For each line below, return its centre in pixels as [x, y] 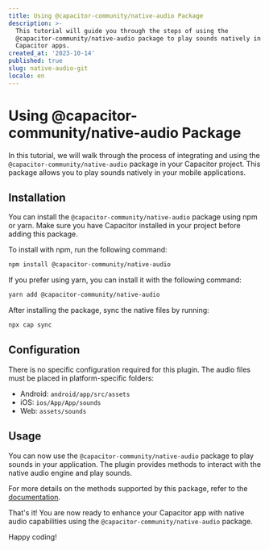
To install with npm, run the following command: [88, 250]
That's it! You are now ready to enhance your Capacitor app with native [126, 512]
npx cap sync [30, 325]
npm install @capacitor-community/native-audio [90, 265]
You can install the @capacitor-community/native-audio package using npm [133, 217]
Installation [37, 197]
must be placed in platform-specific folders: [81, 378]
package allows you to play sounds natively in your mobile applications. [127, 172]
